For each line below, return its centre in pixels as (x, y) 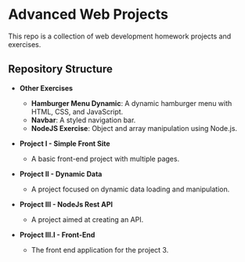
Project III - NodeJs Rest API (66, 204)
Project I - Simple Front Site (65, 144)
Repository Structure (61, 69)
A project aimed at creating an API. (87, 219)
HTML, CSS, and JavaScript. (77, 111)
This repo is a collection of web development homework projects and (120, 36)
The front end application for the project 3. (100, 249)
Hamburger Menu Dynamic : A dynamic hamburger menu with (132, 103)
